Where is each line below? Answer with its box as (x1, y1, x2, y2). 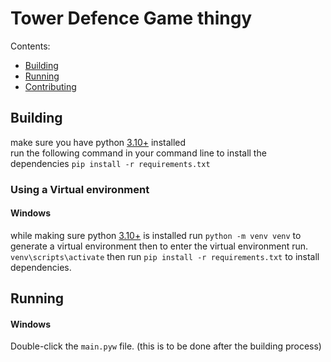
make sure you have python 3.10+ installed (10, 136, 187, 148)
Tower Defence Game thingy (10, 7, 253, 30)
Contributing (24, 80, 77, 92)
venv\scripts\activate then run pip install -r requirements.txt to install (10, 250, 320, 262)
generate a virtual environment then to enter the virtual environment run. (10, 240, 309, 252)
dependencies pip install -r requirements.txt (10, 157, 211, 169)
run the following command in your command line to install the (10, 147, 267, 159)
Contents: (10, 40, 51, 52)
